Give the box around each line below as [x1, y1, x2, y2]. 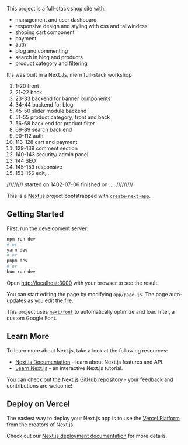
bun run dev [6, 269, 36, 275]
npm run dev [6, 236, 36, 242]
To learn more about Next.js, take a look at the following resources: [6, 347, 168, 354]
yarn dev [6, 247, 28, 253]
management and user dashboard [15, 16, 97, 23]
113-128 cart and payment [15, 139, 78, 145]
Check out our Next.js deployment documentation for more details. [6, 432, 168, 439]
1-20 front [15, 83, 40, 90]
